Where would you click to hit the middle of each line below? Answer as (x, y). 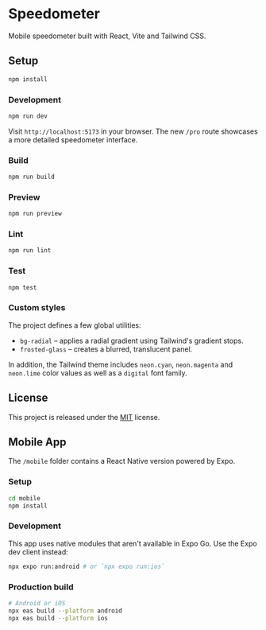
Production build (41, 587)
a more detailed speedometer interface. (73, 139)
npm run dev (28, 116)
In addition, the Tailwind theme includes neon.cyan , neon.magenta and (120, 364)
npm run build (32, 177)
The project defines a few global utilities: (75, 325)
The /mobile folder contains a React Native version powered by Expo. (122, 461)
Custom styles (37, 308)
